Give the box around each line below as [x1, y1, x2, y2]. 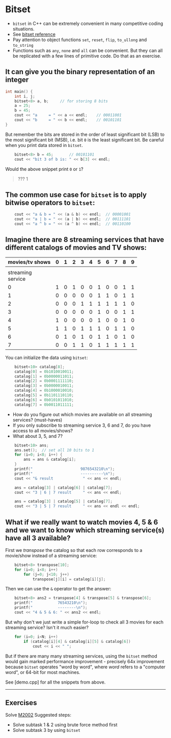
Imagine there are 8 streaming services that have [5, 235, 164, 244]
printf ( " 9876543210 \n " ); [14, 466, 115, 471]
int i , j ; [14, 94, 36, 99]
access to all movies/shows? [12, 427, 73, 433]
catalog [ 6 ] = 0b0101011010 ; [14, 397, 74, 402]
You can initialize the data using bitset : [5, 355, 88, 361]
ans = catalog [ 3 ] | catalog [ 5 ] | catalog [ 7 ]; [14, 499, 113, 504]
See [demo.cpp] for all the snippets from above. [5, 679, 106, 685]
